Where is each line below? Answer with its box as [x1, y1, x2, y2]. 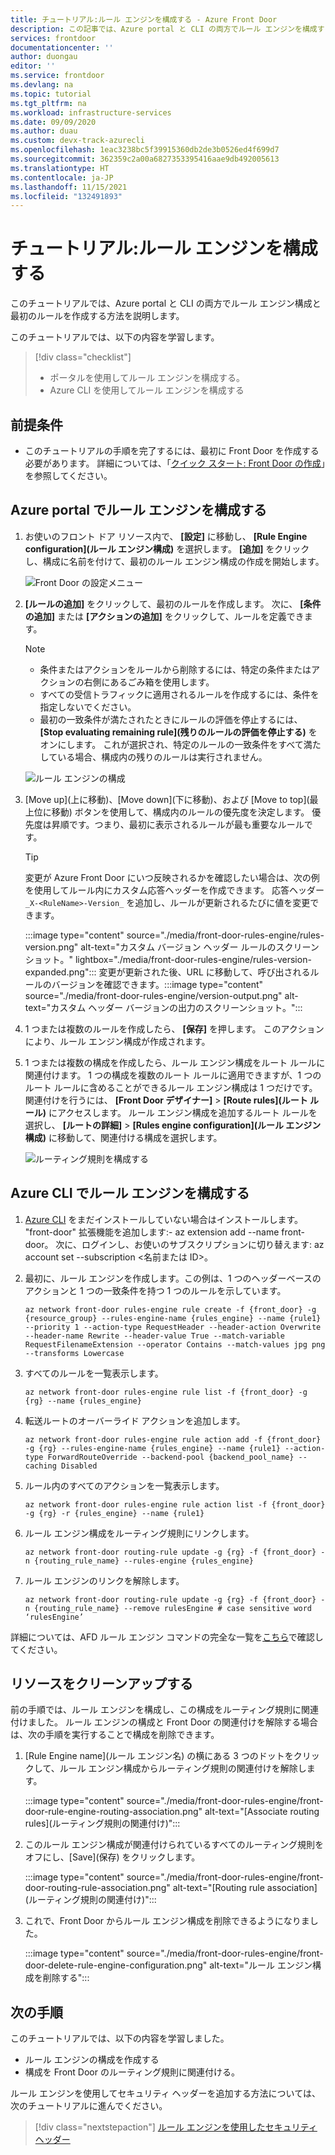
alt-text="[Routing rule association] [172, 1882, 318, 1894]
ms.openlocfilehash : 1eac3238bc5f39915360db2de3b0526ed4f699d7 [10, 145, 280, 155]
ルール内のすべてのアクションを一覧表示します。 [24, 1479, 225, 1491]
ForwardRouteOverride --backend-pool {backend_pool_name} [47, 1452, 295, 1462]
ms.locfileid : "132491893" [10, 191, 123, 201]
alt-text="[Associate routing [204, 1806, 320, 1818]
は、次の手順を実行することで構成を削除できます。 [10, 1729, 220, 1741]
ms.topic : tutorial [10, 89, 92, 99]
